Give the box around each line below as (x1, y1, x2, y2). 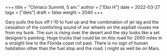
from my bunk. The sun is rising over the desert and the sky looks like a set (5, 30, 160, 35)
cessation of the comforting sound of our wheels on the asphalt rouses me (5, 24, 159, 30)
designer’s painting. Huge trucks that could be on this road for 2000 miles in (5, 35, 162, 41)
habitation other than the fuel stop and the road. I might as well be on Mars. (5, 46, 160, 51)
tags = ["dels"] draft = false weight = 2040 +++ (5, 9, 103, 15)
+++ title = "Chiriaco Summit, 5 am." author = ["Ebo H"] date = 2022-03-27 (5, 4, 160, 10)
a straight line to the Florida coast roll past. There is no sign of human (5, 40, 148, 46)
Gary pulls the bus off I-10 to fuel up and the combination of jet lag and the (5, 19, 159, 25)
